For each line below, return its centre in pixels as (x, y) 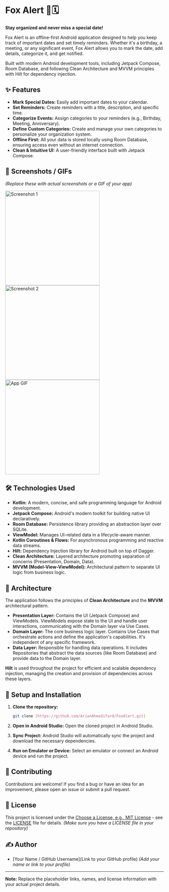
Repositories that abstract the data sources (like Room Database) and (84, 653)
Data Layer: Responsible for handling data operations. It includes (80, 648)
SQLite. (20, 529)
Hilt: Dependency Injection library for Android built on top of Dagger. (83, 551)
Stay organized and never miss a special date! (54, 27)
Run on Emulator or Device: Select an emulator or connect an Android (85, 750)
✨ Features (23, 90)
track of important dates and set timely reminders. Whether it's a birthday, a (84, 43)
